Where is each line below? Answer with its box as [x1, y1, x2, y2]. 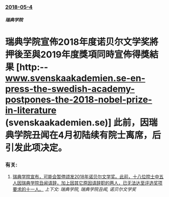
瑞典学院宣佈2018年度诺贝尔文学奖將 [5, 36, 158, 47]
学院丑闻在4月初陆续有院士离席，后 [14, 129, 161, 141]
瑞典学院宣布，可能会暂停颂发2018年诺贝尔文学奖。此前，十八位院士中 [12, 174, 159, 179]
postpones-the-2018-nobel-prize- [5, 94, 152, 105]
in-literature [5, 104, 57, 116]
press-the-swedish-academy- [5, 83, 135, 94]
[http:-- [16, 61, 49, 73]
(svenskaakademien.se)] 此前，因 [5, 117, 149, 128]
